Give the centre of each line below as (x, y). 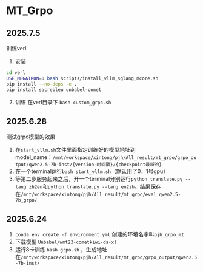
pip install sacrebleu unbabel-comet (54, 90)
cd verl (16, 73)
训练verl (16, 48)
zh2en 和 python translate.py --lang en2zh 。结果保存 (95, 186)
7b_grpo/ (26, 200)
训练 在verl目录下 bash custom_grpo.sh (63, 102)
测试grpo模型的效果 (31, 137)
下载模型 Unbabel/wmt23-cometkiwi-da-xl (66, 242)
